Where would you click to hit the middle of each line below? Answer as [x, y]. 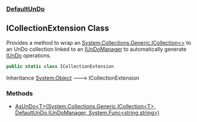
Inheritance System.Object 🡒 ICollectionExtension [73, 78]
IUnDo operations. [29, 55]
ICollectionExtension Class [58, 28]
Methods [20, 93]
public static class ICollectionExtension [60, 66]
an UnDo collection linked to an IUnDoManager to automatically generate [97, 49]
